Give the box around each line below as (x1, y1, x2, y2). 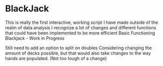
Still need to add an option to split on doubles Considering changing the (5, 45, 152, 51)
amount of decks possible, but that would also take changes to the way (5, 50, 151, 56)
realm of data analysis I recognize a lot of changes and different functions (5, 24, 157, 30)
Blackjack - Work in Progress (5, 35, 65, 41)
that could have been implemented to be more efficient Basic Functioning (5, 30, 156, 36)
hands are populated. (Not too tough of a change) (5, 55, 107, 61)
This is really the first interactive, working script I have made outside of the (5, 19, 158, 25)
